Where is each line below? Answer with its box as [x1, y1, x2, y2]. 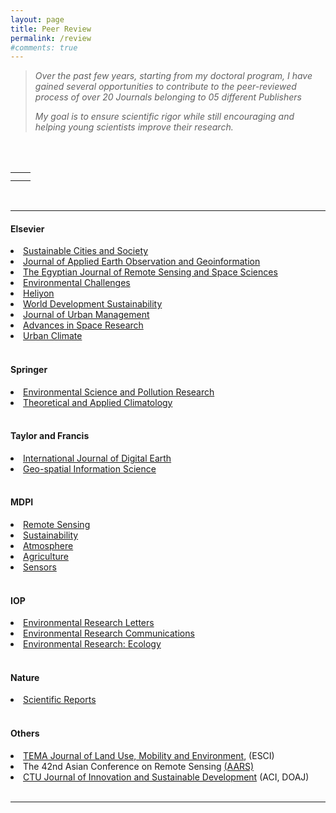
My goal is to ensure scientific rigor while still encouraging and [34, 111, 295, 123]
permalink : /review [10, 33, 92, 43]
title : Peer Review [10, 24, 92, 34]
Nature [10, 671, 40, 683]
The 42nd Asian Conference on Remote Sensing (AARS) [23, 760, 255, 772]
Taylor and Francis [10, 430, 90, 442]
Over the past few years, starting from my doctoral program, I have [34, 70, 313, 82]
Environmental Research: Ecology [23, 638, 162, 650]
